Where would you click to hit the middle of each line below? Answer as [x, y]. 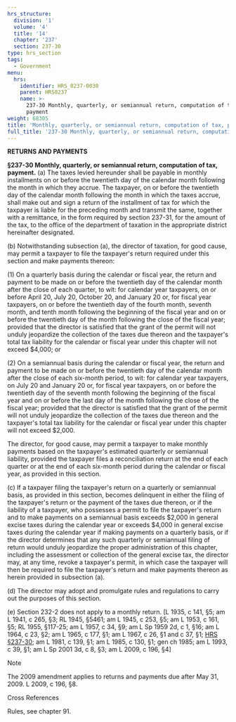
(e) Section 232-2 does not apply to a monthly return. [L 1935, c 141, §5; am [116, 612]
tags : [15, 60]
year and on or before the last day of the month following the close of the [113, 400]
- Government [33, 66]
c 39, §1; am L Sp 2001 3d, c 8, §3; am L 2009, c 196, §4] [90, 650]
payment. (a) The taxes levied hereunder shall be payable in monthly [107, 172]
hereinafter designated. [41, 232]
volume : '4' [31, 27]
